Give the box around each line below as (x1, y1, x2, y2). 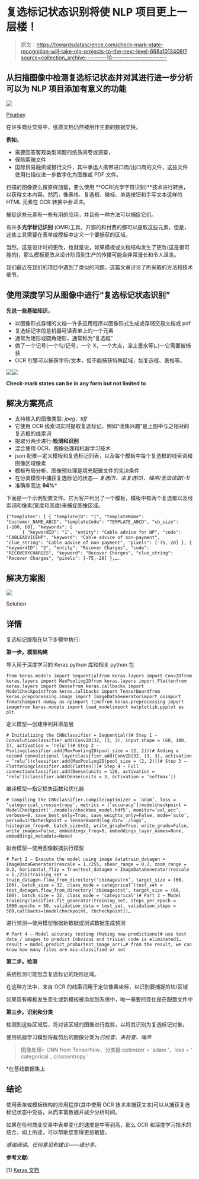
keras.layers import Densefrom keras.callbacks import (6, 683, 145, 689)
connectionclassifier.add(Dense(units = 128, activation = (6, 769, 155, 775)
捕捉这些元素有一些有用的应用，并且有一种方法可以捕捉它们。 (6, 211, 157, 218)
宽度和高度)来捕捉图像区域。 (34, 502, 104, 509)
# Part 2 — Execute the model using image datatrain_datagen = (6, 856, 166, 862)
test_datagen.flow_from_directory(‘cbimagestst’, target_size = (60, (6, 888, 182, 893)
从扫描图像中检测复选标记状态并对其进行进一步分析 (6, 72, 193, 83)
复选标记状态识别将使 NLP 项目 (6, 5, 156, 19)
